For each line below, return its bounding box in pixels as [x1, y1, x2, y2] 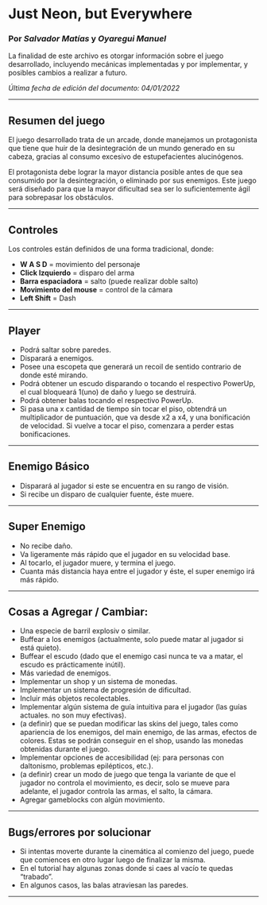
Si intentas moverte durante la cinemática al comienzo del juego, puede [19, 847, 254, 857]
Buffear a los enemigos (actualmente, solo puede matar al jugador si [19, 635, 244, 644]
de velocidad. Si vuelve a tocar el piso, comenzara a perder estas [19, 420, 234, 430]
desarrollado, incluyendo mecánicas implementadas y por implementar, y [8, 60, 249, 69]
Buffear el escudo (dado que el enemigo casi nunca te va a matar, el [19, 652, 244, 661]
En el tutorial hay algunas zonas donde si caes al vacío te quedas [19, 864, 234, 873]
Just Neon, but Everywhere [8, 5, 193, 23]
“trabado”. [19, 872, 53, 882]
